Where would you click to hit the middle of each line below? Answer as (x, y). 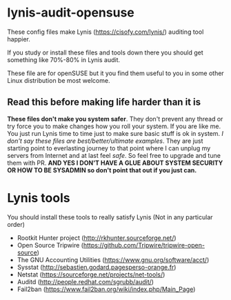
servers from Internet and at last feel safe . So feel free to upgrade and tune (114, 155)
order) (16, 224)
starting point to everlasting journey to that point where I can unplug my (109, 148)
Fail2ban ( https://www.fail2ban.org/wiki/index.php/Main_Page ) (106, 289)
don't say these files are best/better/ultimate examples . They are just (105, 141)
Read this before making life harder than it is (104, 102)
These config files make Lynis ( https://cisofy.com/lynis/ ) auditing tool (106, 32)
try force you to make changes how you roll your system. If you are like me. (114, 126)
